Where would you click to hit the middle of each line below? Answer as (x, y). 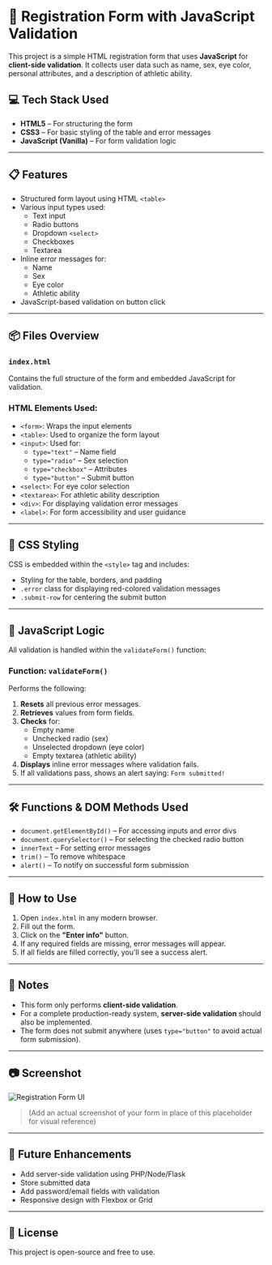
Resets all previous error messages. (81, 704)
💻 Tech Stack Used (59, 100)
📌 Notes (29, 985)
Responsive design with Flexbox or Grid (86, 1199)
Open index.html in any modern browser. (89, 918)
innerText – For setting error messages (85, 848)
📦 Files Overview (54, 335)
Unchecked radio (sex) (70, 739)
